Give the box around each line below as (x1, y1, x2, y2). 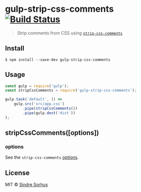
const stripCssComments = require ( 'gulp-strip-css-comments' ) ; (5, 88, 137, 93)
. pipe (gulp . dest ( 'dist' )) (23, 110, 76, 116)
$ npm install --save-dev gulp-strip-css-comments (5, 57, 111, 62)
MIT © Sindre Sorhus (5, 182, 48, 188)
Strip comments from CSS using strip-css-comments (17, 30, 123, 36)
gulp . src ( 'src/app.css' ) (14, 101, 65, 106)
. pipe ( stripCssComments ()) (23, 106, 78, 111)
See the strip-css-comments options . (5, 154, 79, 160)
